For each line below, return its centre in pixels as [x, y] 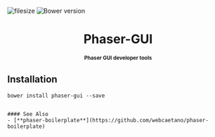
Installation [32, 80]
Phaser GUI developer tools [118, 58]
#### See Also [28, 114]
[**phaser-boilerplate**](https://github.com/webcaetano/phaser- [111, 120]
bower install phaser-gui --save [56, 96]
